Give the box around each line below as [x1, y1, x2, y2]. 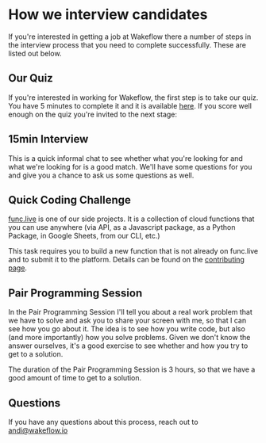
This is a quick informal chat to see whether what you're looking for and [8, 153, 244, 163]
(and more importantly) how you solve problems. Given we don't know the [8, 333, 251, 342]
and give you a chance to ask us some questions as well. [8, 170, 195, 180]
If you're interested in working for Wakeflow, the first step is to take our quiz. [8, 93, 259, 102]
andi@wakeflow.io [8, 426, 68, 435]
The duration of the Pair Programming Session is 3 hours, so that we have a [8, 365, 256, 374]
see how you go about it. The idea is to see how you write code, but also [8, 324, 246, 334]
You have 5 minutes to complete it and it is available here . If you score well [8, 101, 253, 110]
